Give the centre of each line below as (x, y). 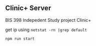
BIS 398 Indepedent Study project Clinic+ (48, 20)
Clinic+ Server (28, 8)
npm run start (20, 39)
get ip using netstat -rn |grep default (46, 30)
